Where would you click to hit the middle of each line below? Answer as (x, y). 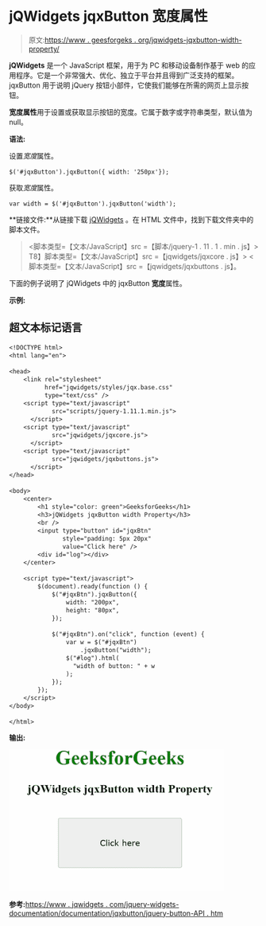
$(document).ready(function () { (93, 586)
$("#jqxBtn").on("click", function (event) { (128, 634)
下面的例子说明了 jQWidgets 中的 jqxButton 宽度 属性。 (98, 283)
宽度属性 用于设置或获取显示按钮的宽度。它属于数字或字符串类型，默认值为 (131, 111)
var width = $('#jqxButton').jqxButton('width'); (93, 204)
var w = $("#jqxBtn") (101, 642)
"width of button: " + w (114, 666)
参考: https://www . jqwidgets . (58, 904)
